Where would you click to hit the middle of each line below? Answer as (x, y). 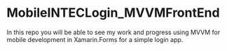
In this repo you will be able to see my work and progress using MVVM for (113, 32)
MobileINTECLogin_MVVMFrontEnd (113, 13)
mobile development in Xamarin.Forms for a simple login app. (95, 39)
